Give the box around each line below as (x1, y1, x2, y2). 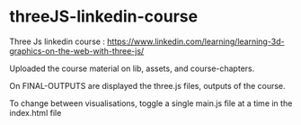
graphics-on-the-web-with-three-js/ (9, 45, 145, 56)
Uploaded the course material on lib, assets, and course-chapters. (9, 63, 255, 74)
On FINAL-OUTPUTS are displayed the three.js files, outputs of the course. (9, 80, 286, 91)
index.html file (9, 107, 62, 118)
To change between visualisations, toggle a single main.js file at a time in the (9, 97, 293, 109)
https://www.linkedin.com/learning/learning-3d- (107, 36, 285, 47)
